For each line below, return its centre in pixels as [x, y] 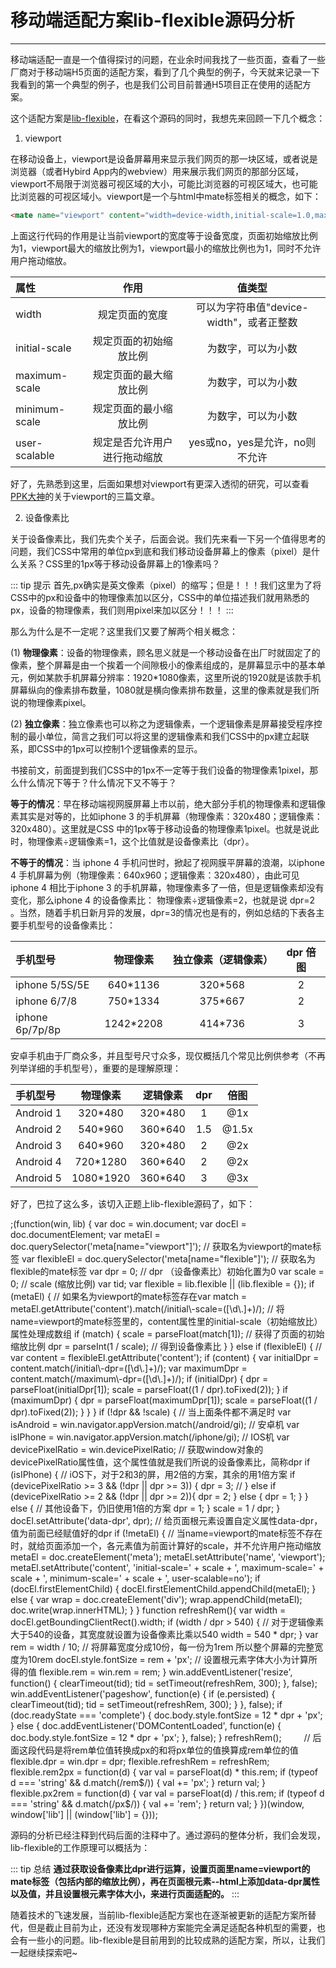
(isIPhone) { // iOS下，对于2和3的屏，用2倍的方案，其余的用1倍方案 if [153, 1474]
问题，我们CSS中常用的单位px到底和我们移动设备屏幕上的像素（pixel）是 [161, 551]
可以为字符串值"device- [252, 307]
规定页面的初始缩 [132, 341]
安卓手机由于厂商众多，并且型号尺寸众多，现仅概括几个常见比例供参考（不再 [168, 1055]
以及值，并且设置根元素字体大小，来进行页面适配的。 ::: [125, 1893]
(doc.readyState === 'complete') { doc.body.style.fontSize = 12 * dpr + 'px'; [166, 1715]
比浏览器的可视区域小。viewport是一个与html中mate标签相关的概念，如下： [166, 196]
